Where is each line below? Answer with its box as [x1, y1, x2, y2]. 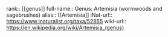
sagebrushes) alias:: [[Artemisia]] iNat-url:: [6, 11, 113, 18]
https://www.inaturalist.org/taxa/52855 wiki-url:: [6, 18, 126, 24]
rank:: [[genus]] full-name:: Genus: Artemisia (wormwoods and [6, 5, 163, 12]
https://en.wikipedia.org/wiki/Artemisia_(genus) [6, 24, 124, 31]
